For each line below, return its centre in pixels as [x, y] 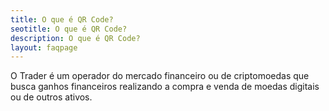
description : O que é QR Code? [75, 38]
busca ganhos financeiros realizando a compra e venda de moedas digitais [165, 87]
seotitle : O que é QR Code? [69, 29]
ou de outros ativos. [51, 97]
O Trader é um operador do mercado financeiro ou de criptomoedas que [160, 76]
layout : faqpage [44, 47]
